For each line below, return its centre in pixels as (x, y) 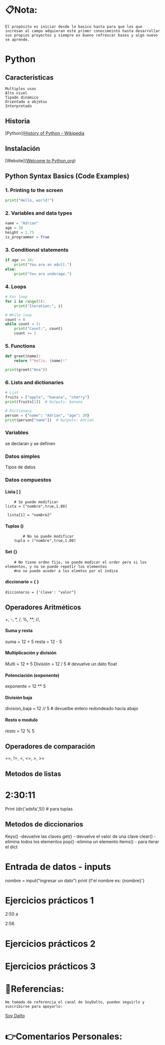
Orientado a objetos (26, 102)
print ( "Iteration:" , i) (39, 306)
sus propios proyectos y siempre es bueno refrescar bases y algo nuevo (82, 35)
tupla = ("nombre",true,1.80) (45, 541)
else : (11, 269)
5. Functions (20, 346)
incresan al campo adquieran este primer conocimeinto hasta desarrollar (83, 31)
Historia (18, 121)
